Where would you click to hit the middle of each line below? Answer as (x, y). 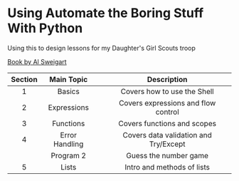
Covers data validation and (167, 135)
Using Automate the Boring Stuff (106, 13)
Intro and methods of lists (167, 167)
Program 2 (69, 155)
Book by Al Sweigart (37, 61)
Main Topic (69, 79)
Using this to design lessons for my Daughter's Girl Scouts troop (101, 48)
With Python (45, 28)
